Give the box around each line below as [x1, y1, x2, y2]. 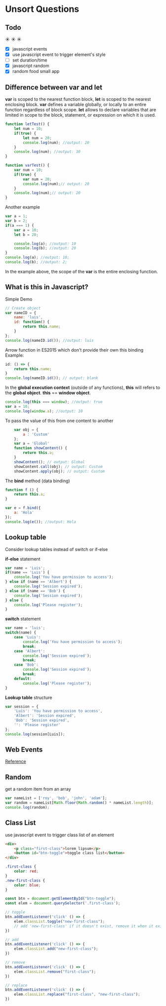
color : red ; [14, 869, 39, 874]
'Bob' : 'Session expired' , [14, 718, 70, 723]
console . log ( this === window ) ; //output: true [5, 399, 103, 405]
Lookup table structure [5, 694, 52, 700]
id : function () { [14, 319, 50, 324]
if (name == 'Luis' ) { [5, 570, 50, 575]
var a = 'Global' [14, 441, 50, 446]
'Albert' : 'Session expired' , [14, 713, 77, 718]
